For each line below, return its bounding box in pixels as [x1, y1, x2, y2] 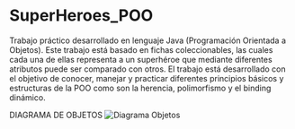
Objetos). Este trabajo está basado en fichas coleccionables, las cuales [9, 44, 273, 55]
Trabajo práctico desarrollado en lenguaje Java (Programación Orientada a [9, 35, 286, 46]
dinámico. [9, 91, 47, 103]
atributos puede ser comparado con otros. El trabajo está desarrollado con [9, 64, 286, 74]
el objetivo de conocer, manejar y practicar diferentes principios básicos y [9, 73, 284, 83]
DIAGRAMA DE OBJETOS [9, 109, 103, 120]
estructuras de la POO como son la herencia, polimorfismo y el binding [9, 82, 272, 93]
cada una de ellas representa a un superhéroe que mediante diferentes [9, 54, 273, 64]
